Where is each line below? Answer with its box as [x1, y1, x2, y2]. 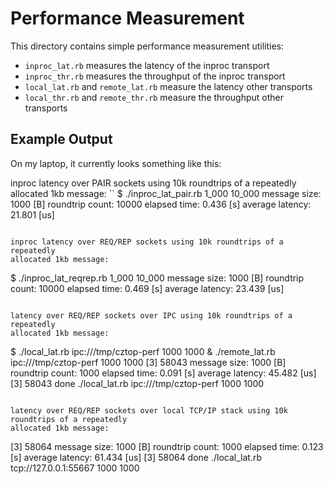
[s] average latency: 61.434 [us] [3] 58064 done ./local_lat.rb [10, 451, 262, 463]
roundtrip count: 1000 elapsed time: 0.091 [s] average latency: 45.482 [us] [10, 367, 317, 379]
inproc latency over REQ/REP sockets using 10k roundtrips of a [10, 237, 284, 247]
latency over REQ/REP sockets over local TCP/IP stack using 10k [10, 405, 288, 416]
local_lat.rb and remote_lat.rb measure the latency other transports [24, 80, 313, 92]
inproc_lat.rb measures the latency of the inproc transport [24, 59, 270, 71]
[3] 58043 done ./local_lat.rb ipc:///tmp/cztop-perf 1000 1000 [10, 377, 265, 389]
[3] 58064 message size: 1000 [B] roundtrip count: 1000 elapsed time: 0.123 [10, 440, 324, 452]
